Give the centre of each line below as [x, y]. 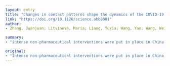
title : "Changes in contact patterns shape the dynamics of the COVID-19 [85, 14]
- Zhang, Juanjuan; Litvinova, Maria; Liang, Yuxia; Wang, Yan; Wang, [81, 28]
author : [13, 24]
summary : [14, 37]
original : [16, 51]
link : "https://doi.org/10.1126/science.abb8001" [59, 19]
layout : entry [20, 10]
